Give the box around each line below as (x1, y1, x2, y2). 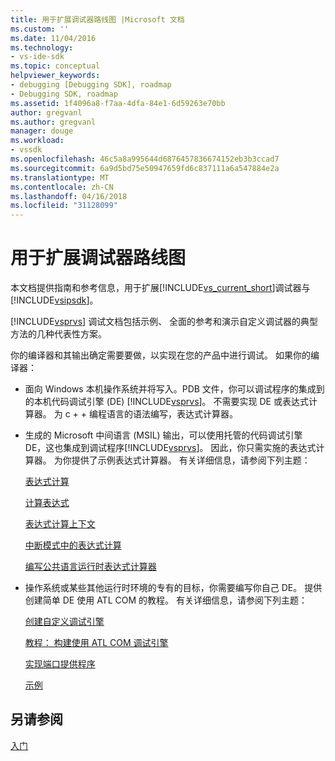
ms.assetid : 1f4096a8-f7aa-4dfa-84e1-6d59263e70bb (10, 98, 226, 108)
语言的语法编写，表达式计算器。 (106, 408, 239, 420)
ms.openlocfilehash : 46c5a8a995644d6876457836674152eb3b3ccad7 (10, 154, 280, 164)
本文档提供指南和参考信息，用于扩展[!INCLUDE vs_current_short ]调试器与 (10, 282, 311, 294)
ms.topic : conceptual (10, 61, 101, 71)
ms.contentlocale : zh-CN (10, 182, 114, 192)
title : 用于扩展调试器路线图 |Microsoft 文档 (10, 14, 185, 25)
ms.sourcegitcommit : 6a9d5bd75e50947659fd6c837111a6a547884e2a (10, 163, 280, 173)
